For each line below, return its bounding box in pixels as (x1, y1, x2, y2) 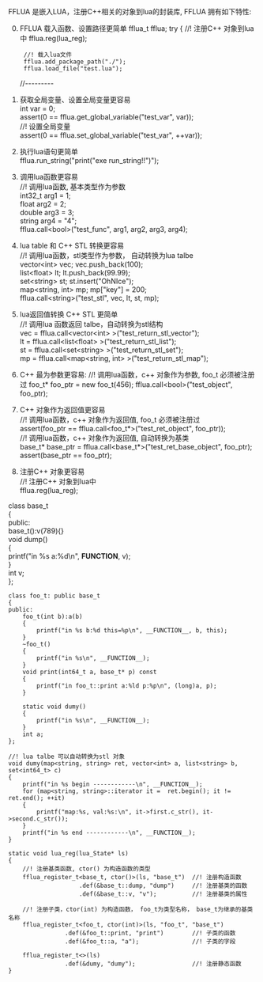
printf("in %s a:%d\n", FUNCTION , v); (8, 552, 131, 560)
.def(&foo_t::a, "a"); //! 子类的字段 (64, 938, 236, 946)
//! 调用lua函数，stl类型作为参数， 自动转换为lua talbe (19, 251, 193, 260)
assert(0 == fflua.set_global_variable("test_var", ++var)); (19, 131, 203, 140)
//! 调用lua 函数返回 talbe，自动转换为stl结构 (19, 320, 163, 328)
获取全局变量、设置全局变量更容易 (19, 95, 131, 104)
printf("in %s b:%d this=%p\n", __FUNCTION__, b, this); (36, 627, 227, 635)
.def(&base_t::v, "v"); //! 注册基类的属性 (78, 890, 248, 898)
